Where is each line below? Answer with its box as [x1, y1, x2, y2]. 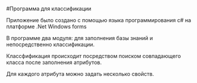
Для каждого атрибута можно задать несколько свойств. [6, 70, 154, 77]
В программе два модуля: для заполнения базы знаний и [6, 35, 153, 41]
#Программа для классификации [6, 5, 92, 12]
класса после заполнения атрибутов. [6, 59, 102, 66]
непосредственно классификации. [6, 41, 95, 48]
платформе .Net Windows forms [6, 23, 87, 30]
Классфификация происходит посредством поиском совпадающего [6, 53, 181, 59]
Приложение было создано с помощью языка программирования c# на [6, 17, 192, 23]
